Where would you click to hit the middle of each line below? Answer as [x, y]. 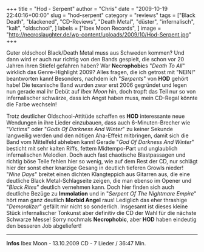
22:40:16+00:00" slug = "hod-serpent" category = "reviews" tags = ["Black [101, 15]
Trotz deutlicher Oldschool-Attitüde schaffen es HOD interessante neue [96, 116]
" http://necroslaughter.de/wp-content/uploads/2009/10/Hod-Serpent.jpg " [99, 35]
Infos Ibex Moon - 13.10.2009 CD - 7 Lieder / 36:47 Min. [76, 243]
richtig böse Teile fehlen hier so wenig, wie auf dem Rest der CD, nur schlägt [102, 161]
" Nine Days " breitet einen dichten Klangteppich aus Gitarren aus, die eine [98, 174]
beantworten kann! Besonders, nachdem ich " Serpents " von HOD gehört [97, 79]
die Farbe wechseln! [32, 104]
